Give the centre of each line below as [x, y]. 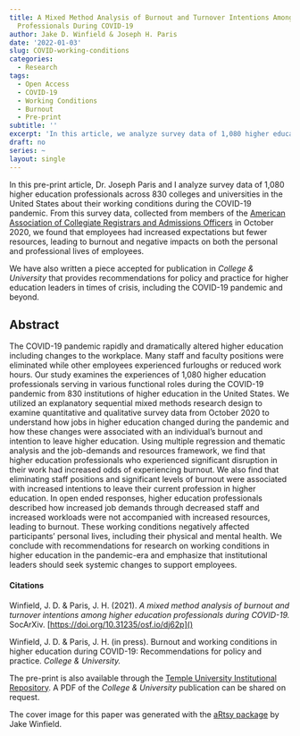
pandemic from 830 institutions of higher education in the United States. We [150, 393]
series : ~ [28, 150]
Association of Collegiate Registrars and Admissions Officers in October [142, 222]
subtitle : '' [33, 126]
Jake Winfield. [36, 723]
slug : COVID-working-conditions [69, 51]
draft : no [28, 142]
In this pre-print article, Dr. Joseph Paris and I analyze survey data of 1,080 [147, 184]
